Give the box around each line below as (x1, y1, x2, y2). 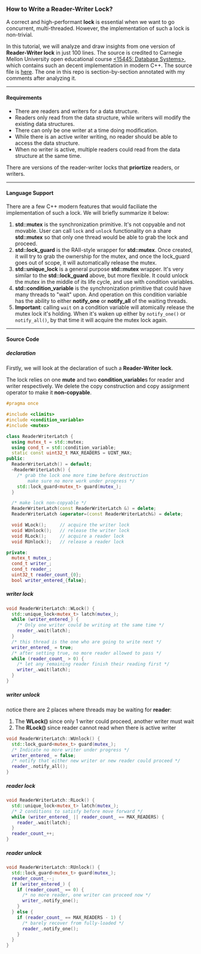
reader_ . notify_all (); (11, 764, 68, 770)
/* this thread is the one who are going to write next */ (11, 638, 162, 645)
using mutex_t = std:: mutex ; (11, 439, 84, 445)
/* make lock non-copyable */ (11, 500, 87, 506)
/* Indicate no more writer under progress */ (11, 746, 130, 753)
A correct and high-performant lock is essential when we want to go (6, 19, 175, 26)
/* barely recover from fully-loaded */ (22, 920, 124, 926)
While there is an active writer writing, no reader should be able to (14, 133, 178, 140)
